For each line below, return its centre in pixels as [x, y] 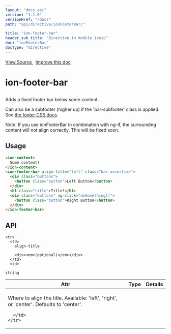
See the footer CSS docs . [32, 114]
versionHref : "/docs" [28, 19]
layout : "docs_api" [26, 10]
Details [154, 284]
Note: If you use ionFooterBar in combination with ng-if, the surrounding [81, 125]
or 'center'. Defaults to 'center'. [45, 305]
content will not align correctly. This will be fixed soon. [62, 130]
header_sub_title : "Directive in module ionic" [57, 38]
